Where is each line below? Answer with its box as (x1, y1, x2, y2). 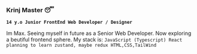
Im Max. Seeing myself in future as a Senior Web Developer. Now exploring (6, 30, 192, 37)
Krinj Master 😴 (6, 6, 54, 14)
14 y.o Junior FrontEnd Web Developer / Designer (6, 20, 133, 26)
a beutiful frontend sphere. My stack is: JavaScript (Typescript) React (6, 36, 183, 43)
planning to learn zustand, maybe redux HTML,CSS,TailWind (6, 42, 157, 49)
